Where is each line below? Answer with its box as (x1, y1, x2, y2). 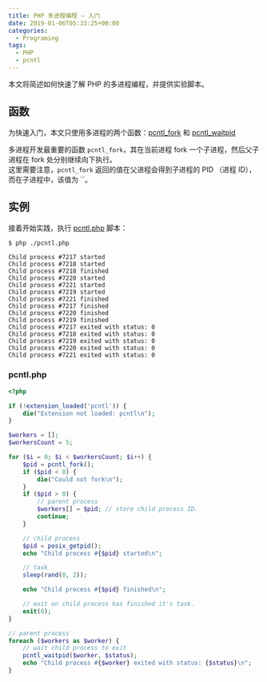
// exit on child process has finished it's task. (22, 600, 195, 608)
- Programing (15, 34, 59, 42)
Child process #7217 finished (8, 301, 110, 310)
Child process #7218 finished (8, 267, 110, 275)
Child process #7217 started (8, 253, 106, 261)
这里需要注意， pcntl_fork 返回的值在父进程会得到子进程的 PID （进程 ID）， (8, 165, 257, 174)
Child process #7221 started (8, 281, 106, 289)
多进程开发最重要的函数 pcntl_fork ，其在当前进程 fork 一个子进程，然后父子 (8, 145, 260, 154)
